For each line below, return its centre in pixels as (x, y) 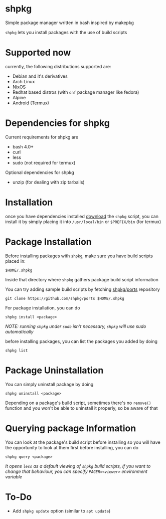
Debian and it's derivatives (40, 76)
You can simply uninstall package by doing (49, 384)
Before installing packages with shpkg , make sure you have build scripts (79, 256)
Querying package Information (71, 428)
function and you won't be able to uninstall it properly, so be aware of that (81, 408)
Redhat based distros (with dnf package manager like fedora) (76, 92)
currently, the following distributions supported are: (58, 66)
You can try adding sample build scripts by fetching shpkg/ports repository (83, 289)
